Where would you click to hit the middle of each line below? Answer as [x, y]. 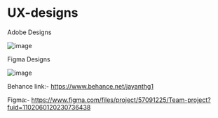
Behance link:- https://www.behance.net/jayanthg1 [81, 86]
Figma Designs [29, 59]
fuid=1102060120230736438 [49, 107]
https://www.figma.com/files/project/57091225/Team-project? [121, 100]
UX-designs [43, 13]
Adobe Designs [29, 32]
